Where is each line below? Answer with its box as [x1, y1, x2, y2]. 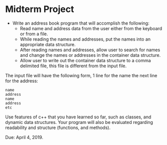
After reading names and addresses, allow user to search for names [20, 47, 160, 53]
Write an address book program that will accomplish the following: [12, 20, 149, 26]
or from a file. [20, 31, 48, 37]
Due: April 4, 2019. [5, 134, 44, 140]
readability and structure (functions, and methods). [5, 124, 111, 130]
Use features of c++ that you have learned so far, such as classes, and [5, 114, 151, 120]
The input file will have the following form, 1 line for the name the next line [5, 72, 157, 78]
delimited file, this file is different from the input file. [20, 63, 127, 69]
